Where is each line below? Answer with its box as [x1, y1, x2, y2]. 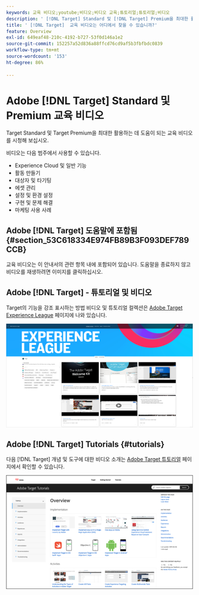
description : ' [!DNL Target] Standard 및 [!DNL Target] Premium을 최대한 [6, 15, 188, 22]
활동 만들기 [14, 169, 41, 177]
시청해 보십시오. [12, 137, 49, 144]
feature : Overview [6, 28, 52, 34]
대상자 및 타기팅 [14, 177, 52, 184]
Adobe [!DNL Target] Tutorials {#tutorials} [6, 439, 165, 449]
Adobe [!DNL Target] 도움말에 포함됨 [6, 225, 138, 235]
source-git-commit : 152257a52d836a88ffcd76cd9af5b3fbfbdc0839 [6, 41, 163, 47]
